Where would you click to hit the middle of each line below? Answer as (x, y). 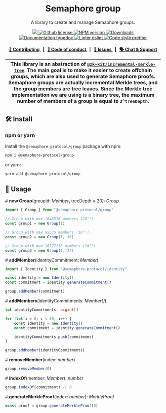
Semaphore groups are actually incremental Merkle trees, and (83, 83)
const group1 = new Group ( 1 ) (35, 224)
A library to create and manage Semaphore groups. (83, 22)
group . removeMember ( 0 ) (28, 369)
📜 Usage (18, 189)
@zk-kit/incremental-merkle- (121, 64)
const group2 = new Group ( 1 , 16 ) (40, 237)
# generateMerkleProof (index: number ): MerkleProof (60, 396)
